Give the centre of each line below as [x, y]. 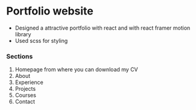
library [23, 34]
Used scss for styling [41, 40]
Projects [25, 89]
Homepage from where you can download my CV [77, 70]
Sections [20, 56]
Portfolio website [50, 11]
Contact [25, 102]
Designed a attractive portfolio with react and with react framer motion [103, 28]
